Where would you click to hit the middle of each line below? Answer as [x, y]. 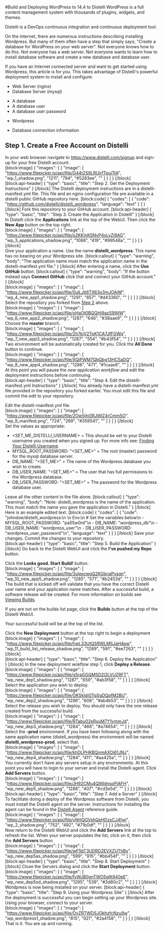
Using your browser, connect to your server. [49, 903]
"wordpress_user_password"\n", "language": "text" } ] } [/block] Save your [80, 533]
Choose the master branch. [33, 323]
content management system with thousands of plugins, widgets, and [75, 12]
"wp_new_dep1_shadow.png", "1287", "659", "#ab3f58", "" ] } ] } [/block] [78, 680]
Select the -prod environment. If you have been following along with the [77, 731]
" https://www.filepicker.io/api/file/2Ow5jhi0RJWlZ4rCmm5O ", [67, 415]
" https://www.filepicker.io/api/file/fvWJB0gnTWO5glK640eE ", [67, 877]
